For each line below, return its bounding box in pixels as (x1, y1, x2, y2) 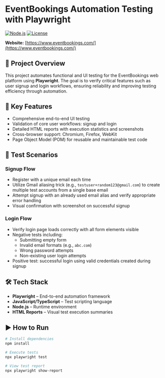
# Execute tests (5, 350, 38, 355)
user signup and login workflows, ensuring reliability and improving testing (5, 83, 157, 89)
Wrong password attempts (19, 247, 74, 253)
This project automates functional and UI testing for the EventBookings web (5, 72, 159, 78)
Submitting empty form (19, 237, 67, 242)
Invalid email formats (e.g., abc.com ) (19, 242, 92, 248)
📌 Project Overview (5, 59, 66, 68)
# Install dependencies (5, 337, 54, 342)
